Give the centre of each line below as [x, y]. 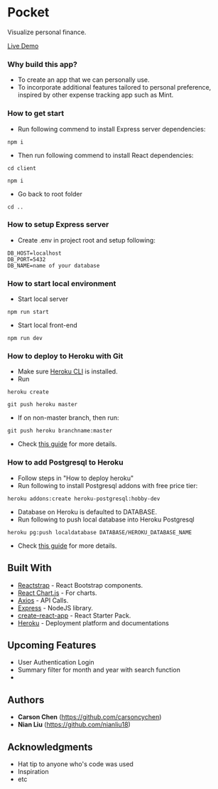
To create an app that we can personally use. [84, 80]
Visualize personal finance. [47, 32]
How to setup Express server [58, 225]
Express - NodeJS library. [55, 608]
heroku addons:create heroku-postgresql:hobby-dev [84, 499]
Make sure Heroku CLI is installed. [68, 371]
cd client [22, 168]
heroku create [28, 392]
